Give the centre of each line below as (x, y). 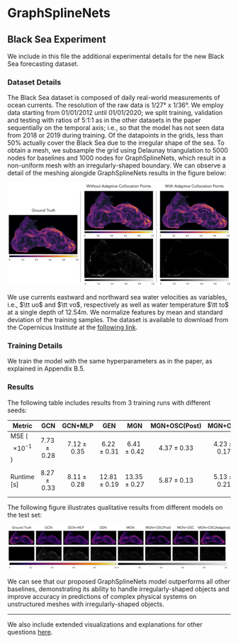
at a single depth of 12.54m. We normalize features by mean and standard (115, 312)
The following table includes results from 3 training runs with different (109, 402)
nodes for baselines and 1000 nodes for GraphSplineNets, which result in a (117, 158)
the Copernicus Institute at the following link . (73, 327)
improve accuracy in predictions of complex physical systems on (102, 596)
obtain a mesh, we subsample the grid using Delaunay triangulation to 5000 (118, 150)
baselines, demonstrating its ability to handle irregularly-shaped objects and (118, 589)
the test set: (25, 515)
